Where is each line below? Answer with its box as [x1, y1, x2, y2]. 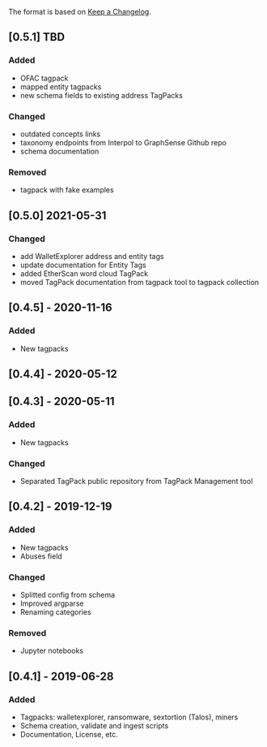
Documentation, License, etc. [19, 730, 119, 739]
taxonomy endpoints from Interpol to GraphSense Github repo [19, 137, 227, 147]
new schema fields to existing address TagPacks [19, 90, 184, 100]
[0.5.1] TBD [8, 30, 66, 44]
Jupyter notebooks [19, 646, 83, 656]
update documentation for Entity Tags [19, 260, 147, 270]
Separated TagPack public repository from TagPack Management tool [19, 477, 253, 486]
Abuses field [19, 551, 62, 561]
